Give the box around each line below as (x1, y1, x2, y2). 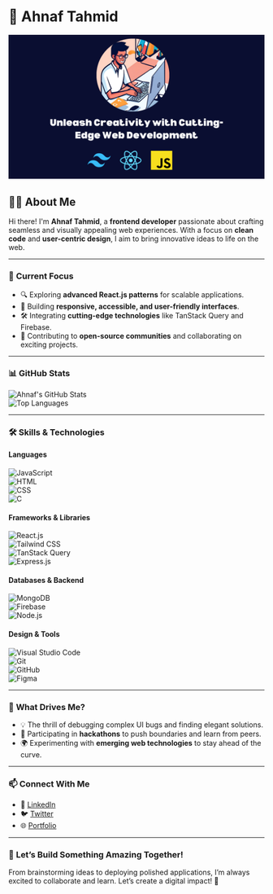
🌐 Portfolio (19, 821, 57, 830)
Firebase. (19, 322, 52, 332)
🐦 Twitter (19, 809, 54, 819)
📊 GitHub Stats (8, 368, 71, 379)
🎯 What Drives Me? (8, 701, 85, 712)
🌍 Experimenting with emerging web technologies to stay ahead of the (19, 738, 262, 747)
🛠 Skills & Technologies (8, 427, 105, 438)
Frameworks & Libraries (8, 512, 91, 522)
